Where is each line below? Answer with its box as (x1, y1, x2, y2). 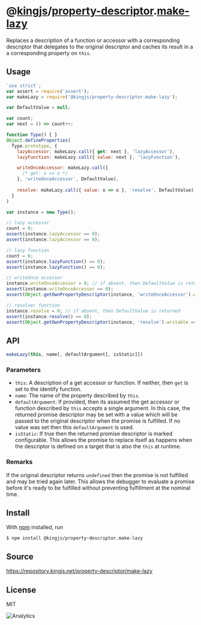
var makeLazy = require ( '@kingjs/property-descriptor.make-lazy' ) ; (6, 94, 178, 100)
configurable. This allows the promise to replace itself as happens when (14, 436, 193, 444)
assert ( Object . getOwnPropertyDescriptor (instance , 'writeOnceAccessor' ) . (6, 292, 194, 298)
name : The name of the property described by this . (14, 392, 140, 399)
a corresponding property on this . (6, 49, 92, 56)
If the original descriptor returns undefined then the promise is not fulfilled (6, 471, 188, 478)
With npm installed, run (6, 524, 63, 531)
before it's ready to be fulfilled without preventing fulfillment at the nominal (6, 484, 191, 491)
